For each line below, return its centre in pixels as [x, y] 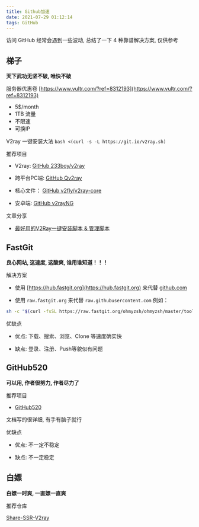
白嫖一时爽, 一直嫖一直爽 [36, 493]
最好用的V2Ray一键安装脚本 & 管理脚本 [62, 228]
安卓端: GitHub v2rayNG [44, 203]
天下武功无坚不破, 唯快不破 [39, 76]
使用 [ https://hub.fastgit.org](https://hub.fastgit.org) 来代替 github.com [101, 288]
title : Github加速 [28, 12]
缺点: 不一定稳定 [34, 457]
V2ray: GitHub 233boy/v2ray [50, 166]
